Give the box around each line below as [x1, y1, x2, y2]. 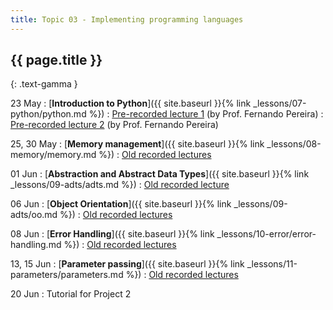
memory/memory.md [10, 149, 97, 161]
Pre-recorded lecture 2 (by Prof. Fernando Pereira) [10, 119, 219, 131]
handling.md [10, 239, 62, 251]
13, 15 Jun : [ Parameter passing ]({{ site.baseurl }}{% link [10, 258, 245, 270]
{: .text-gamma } [10, 78, 78, 90]
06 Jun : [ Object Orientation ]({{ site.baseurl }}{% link [10, 198, 232, 210]
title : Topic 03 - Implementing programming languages [10, 14, 244, 25]
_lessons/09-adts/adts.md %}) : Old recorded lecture [10, 179, 230, 191]
